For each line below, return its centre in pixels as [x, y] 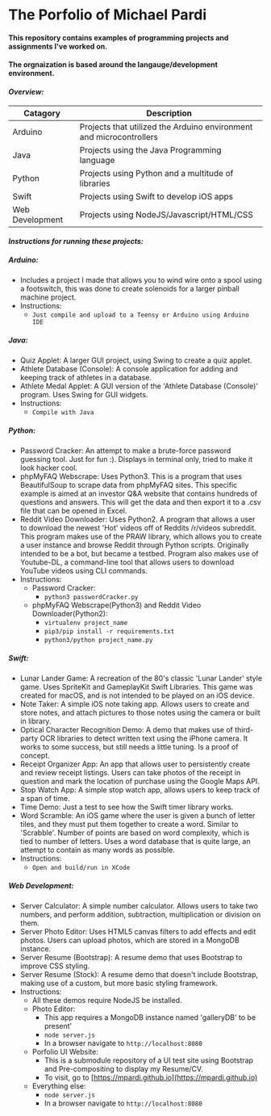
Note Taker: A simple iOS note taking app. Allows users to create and [135, 704]
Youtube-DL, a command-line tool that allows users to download [127, 562]
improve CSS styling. [55, 966]
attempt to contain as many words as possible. [97, 850]
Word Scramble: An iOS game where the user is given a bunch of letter [138, 816]
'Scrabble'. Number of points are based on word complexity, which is [135, 833]
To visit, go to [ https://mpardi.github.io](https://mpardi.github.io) [151, 1078]
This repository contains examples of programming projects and [119, 37]
